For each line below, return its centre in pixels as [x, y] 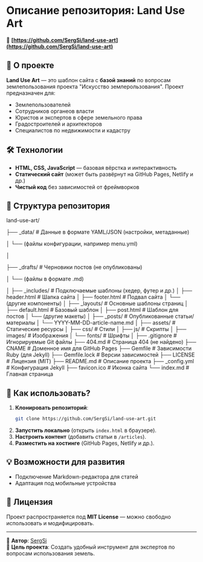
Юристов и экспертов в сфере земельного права [79, 117]
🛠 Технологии [35, 150]
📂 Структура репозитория [58, 206]
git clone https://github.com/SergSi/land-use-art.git [85, 419]
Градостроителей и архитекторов [59, 124]
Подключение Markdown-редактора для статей [77, 476]
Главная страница [30, 374]
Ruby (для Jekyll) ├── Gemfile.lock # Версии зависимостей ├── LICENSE [101, 355]
